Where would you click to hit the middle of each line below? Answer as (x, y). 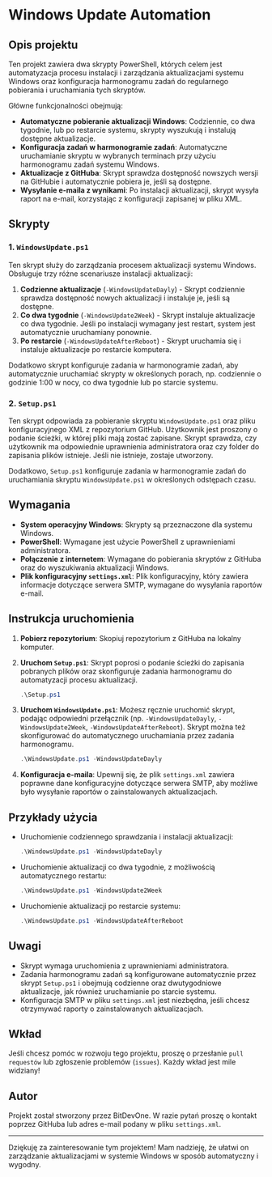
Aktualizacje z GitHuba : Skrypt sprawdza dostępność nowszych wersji (139, 173)
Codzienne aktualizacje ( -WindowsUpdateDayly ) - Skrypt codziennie (132, 289)
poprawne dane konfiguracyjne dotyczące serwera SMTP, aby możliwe (139, 784)
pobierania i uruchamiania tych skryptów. (77, 90)
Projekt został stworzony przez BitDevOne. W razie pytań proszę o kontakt (133, 1115)
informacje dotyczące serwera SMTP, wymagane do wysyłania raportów (141, 584)
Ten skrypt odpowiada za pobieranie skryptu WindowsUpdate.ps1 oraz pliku (132, 421)
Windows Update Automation (110, 15)
